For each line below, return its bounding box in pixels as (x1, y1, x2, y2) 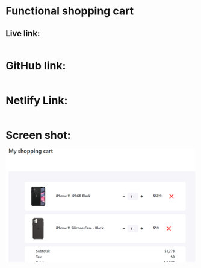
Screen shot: (5, 129, 71, 142)
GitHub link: (5, 59, 66, 73)
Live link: (5, 28, 40, 39)
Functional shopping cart (5, 4, 134, 18)
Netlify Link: (5, 94, 68, 107)
